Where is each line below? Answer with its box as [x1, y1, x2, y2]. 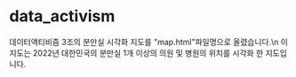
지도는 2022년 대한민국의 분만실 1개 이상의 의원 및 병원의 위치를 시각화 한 [9, 47, 264, 58]
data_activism [9, 6, 116, 27]
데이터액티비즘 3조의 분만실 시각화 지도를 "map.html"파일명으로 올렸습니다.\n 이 [9, 36, 289, 47]
